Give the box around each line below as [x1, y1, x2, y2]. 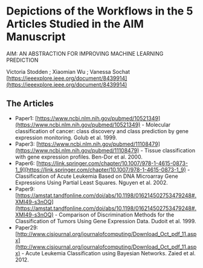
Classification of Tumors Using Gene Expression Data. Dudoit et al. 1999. [14, 217, 196, 224]
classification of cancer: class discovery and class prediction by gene [14, 127, 189, 134]
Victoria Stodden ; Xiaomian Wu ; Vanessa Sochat [6, 68, 130, 75]
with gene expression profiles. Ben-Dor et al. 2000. [14, 153, 143, 160]
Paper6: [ [14, 159, 39, 167]
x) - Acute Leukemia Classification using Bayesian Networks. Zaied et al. [14, 249, 196, 257]
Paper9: [14, 185, 35, 192]
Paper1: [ [14, 114, 37, 122]
